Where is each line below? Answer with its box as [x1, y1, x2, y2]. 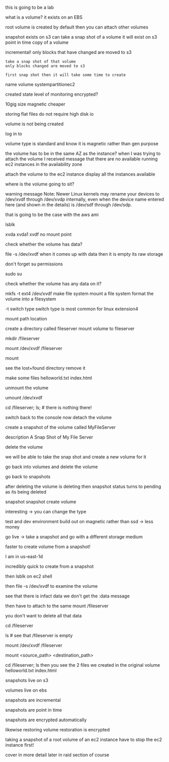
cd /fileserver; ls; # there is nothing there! [5, 404, 92, 411]
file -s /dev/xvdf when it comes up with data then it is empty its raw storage [5, 251, 163, 257]
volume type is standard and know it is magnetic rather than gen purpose [5, 141, 159, 147]
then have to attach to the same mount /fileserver [5, 603, 109, 609]
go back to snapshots [5, 474, 51, 479]
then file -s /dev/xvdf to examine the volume [5, 583, 98, 589]
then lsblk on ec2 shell [5, 573, 52, 579]
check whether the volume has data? [5, 241, 83, 247]
